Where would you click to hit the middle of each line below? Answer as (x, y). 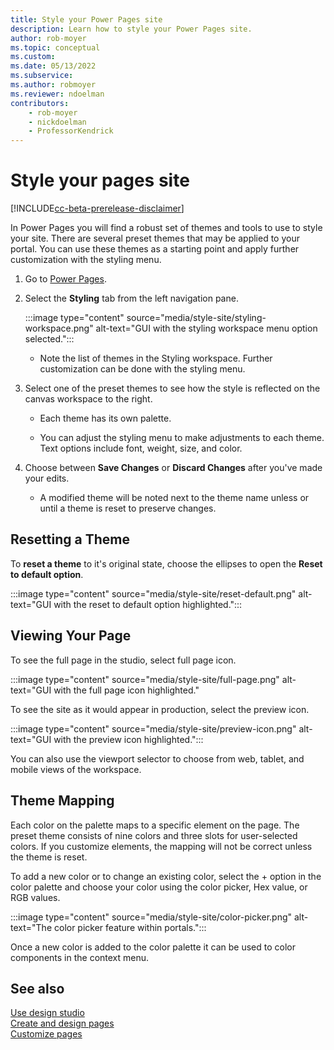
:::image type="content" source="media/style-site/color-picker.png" (151, 917)
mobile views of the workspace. (76, 769)
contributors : (40, 103)
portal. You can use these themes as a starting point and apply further (155, 249)
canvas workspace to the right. (88, 399)
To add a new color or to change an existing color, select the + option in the (166, 876)
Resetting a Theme (70, 539)
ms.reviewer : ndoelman (57, 94)
